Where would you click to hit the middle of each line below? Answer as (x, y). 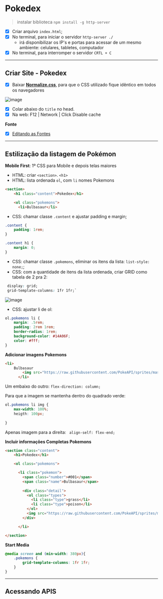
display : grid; (22, 286)
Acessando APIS (31, 591)
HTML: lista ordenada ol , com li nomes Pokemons (63, 180)
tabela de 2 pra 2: (30, 277)
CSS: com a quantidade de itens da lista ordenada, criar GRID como (80, 272)
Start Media (17, 545)
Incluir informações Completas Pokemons (48, 442)
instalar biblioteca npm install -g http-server (64, 22)
